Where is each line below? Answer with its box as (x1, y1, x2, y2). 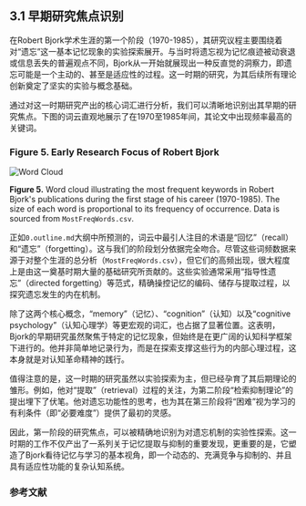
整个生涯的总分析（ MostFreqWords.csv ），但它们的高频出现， (33, 254, 259, 266)
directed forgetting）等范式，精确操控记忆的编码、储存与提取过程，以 (28, 277, 291, 289)
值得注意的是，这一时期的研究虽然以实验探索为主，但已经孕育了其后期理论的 (9, 373, 297, 385)
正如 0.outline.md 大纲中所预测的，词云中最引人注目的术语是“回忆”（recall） (9, 232, 294, 243)
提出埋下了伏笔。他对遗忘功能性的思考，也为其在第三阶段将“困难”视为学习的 (9, 396, 296, 408)
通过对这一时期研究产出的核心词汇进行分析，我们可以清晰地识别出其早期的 (9, 99, 289, 110)
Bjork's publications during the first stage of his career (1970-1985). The (9, 194, 280, 205)
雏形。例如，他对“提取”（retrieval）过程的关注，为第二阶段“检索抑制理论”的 (9, 385, 294, 396)
